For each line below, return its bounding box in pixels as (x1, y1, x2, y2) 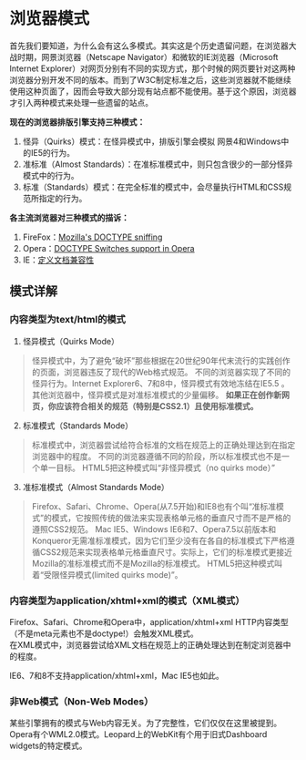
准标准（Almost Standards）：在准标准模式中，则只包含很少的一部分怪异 (22, 159, 293, 169)
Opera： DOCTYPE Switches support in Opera (22, 242, 195, 253)
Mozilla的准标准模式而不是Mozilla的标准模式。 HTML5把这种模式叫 (31, 558, 283, 569)
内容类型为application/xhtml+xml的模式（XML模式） (9, 594, 245, 607)
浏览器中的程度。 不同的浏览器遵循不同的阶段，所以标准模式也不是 (31, 450, 282, 461)
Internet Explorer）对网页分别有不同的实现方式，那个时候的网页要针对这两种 (9, 63, 296, 74)
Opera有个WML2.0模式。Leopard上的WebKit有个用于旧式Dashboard (9, 729, 268, 740)
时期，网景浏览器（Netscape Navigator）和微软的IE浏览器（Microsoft (16, 51, 279, 62)
